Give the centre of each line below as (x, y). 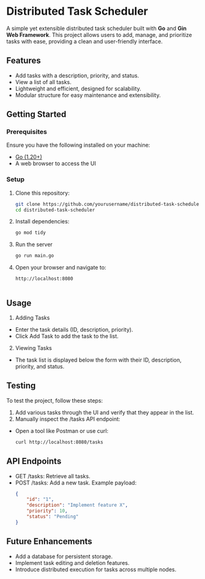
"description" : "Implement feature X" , (77, 505)
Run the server (34, 244)
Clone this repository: (42, 193)
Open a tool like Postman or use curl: (62, 430)
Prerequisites (27, 132)
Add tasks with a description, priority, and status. (77, 76)
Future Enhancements (50, 542)
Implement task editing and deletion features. (72, 562)
